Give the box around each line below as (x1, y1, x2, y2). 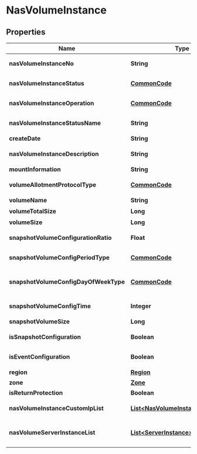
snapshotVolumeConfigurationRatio (9, 233, 112, 242)
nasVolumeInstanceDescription (9, 150, 99, 158)
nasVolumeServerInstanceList (9, 429, 96, 436)
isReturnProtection (9, 389, 63, 397)
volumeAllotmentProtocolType (9, 181, 97, 189)
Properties (6, 27, 46, 37)
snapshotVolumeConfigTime (9, 302, 91, 310)
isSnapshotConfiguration (9, 333, 81, 341)
